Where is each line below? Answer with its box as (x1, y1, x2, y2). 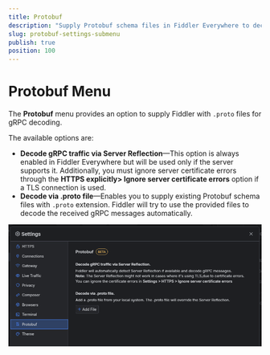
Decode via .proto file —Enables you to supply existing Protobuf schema (19, 191, 260, 201)
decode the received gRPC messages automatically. (19, 209, 193, 218)
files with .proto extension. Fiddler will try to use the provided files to (19, 200, 249, 210)
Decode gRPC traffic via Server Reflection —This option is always (19, 149, 239, 158)
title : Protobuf (8, 13, 63, 21)
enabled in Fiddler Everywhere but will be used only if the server (19, 157, 234, 167)
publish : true (8, 39, 56, 47)
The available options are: (8, 133, 94, 143)
